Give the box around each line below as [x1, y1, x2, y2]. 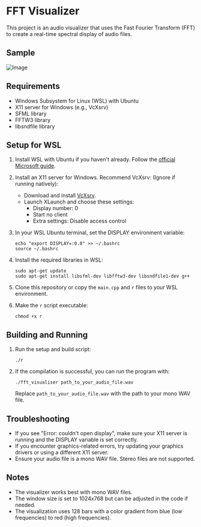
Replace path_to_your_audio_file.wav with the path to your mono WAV [14, 390, 191, 397]
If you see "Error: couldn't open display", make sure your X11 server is [14, 430, 188, 436]
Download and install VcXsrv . [23, 192, 97, 199]
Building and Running [6, 330, 88, 340]
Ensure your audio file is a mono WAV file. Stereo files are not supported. [14, 455, 196, 462]
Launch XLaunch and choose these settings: [23, 198, 134, 205]
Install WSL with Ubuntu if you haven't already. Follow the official [14, 156, 176, 163]
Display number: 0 [32, 205, 79, 212]
